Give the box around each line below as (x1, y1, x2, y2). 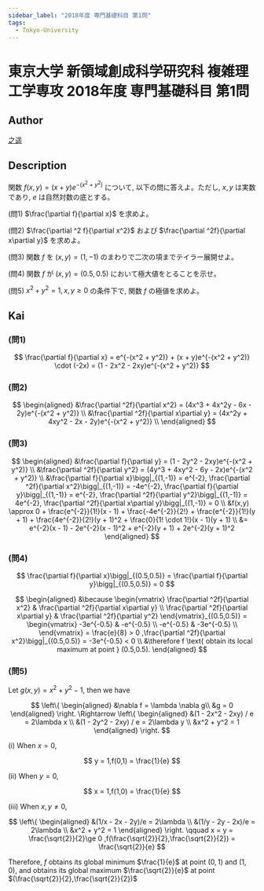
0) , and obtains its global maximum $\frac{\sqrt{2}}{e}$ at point (8, 865, 215, 874)
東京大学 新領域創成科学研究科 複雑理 (8, 62, 249, 80)
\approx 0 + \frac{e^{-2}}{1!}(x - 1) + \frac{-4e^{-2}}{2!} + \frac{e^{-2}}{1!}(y (8, 506, 256, 515)
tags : (8, 19, 26, 27)
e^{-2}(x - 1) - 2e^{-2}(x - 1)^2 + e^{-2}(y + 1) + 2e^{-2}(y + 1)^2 (28, 523, 236, 533)
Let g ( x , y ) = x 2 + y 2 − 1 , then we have (8, 684, 131, 695)
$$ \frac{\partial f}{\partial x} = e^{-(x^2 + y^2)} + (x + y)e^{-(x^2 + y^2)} (13, 353, 251, 362)
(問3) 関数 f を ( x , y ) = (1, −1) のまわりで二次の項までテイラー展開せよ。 (8, 252, 238, 262)
